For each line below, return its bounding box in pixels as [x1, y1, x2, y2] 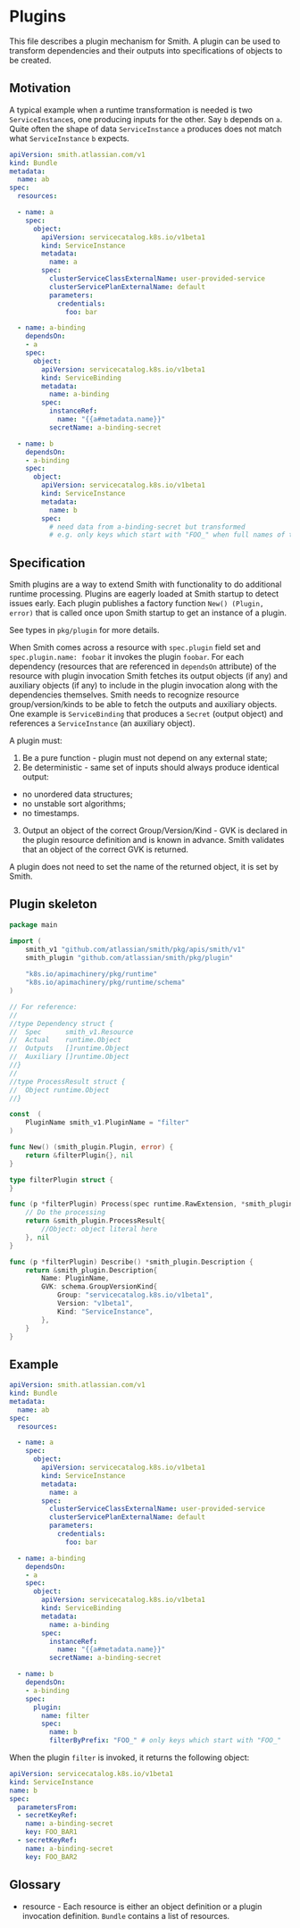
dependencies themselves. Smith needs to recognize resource [9, 689, 239, 700]
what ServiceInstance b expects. [9, 132, 129, 144]
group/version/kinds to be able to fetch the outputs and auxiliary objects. [9, 699, 278, 710]
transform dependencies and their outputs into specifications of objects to [9, 45, 283, 55]
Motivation [9, 80, 71, 96]
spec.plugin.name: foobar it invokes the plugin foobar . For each [9, 652, 245, 663]
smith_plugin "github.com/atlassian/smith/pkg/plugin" [25, 953, 234, 962]
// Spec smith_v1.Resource [9, 1027, 134, 1037]
